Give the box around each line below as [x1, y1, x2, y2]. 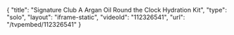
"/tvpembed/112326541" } [6, 21, 82, 28]
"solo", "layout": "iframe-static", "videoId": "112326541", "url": [6, 13, 185, 21]
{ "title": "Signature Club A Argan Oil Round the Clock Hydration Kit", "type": [6, 6, 227, 14]
